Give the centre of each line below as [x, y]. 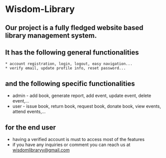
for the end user [31, 127]
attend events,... [29, 111]
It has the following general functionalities [72, 52]
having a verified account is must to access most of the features [78, 139]
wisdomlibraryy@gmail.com [41, 150]
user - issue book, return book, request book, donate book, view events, [86, 106]
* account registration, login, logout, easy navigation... [69, 64]
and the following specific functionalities [70, 83]
